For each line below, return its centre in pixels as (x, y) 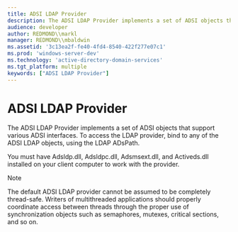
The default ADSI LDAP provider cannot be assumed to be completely (109, 192)
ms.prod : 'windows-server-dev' (53, 54)
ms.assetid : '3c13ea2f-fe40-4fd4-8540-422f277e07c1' (87, 47)
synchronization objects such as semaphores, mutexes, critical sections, (113, 214)
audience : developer (38, 27)
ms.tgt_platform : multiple (47, 67)
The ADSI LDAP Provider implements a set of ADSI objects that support (111, 128)
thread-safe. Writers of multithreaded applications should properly (104, 199)
